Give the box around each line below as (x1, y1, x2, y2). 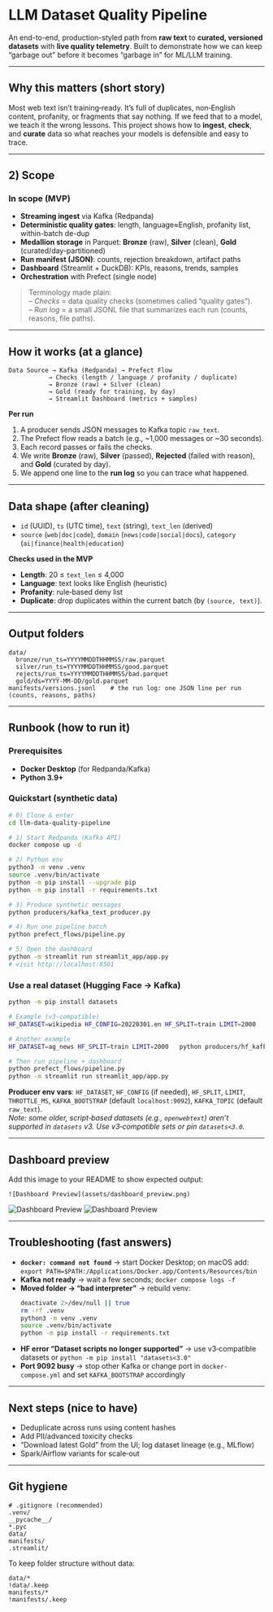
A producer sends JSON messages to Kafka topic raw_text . (19, 425, 220, 435)
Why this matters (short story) (8, 81, 166, 95)
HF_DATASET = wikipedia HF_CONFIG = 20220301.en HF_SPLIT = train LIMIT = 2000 (8, 1020, 256, 1029)
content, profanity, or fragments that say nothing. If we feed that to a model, (8, 111, 262, 121)
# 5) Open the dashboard (8, 946, 93, 954)
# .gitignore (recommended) (8, 1501, 104, 1509)
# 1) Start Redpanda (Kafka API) (8, 833, 122, 841)
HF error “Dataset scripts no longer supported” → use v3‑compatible (19, 1344, 257, 1354)
